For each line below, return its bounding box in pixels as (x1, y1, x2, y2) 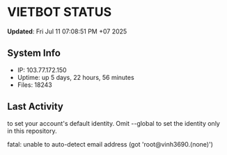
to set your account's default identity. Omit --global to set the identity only (7, 119, 221, 127)
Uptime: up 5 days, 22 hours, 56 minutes (17, 73, 134, 81)
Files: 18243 (17, 81, 52, 89)
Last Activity (7, 101, 64, 113)
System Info (7, 47, 61, 59)
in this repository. (7, 127, 57, 135)
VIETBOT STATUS (7, 4, 112, 20)
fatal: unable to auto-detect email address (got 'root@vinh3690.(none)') (7, 140, 214, 148)
